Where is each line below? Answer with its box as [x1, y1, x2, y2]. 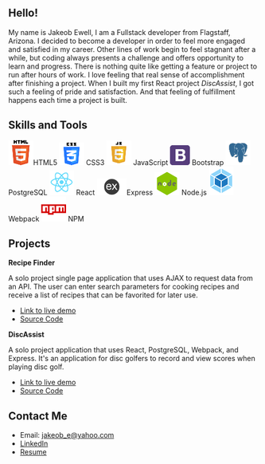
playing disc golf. [8, 362, 64, 372]
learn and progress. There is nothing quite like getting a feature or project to [8, 61, 257, 71]
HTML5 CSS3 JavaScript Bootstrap [33, 157, 224, 167]
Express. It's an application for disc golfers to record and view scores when [8, 354, 256, 364]
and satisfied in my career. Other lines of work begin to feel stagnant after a [8, 44, 256, 54]
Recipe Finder [8, 258, 56, 268]
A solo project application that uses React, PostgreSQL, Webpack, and [8, 345, 239, 355]
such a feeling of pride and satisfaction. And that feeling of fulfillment [8, 87, 236, 96]
